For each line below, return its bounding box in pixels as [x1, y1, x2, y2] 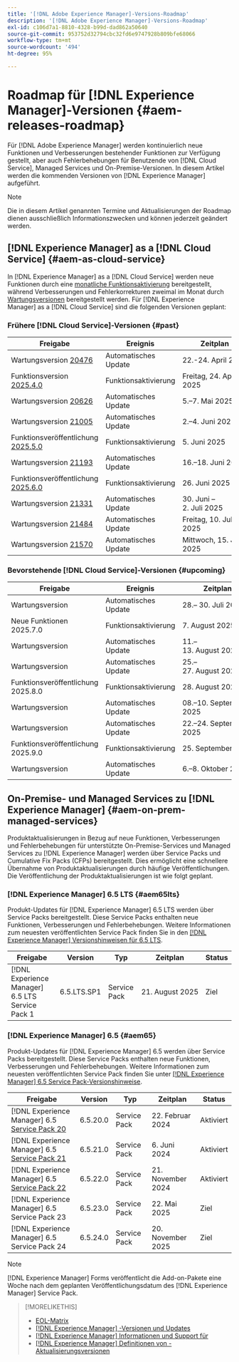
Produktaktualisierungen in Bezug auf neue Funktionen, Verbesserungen [7, 834, 221, 843]
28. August [182, 682, 220, 692]
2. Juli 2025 [182, 503, 223, 513]
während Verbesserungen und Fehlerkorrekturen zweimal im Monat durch [7, 287, 224, 296]
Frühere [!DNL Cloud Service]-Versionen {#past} [7, 320, 180, 330]
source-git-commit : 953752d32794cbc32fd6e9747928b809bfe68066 [7, 30, 196, 38]
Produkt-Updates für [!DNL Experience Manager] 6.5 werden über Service [7, 1046, 225, 1055]
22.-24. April [182, 355, 227, 365]
